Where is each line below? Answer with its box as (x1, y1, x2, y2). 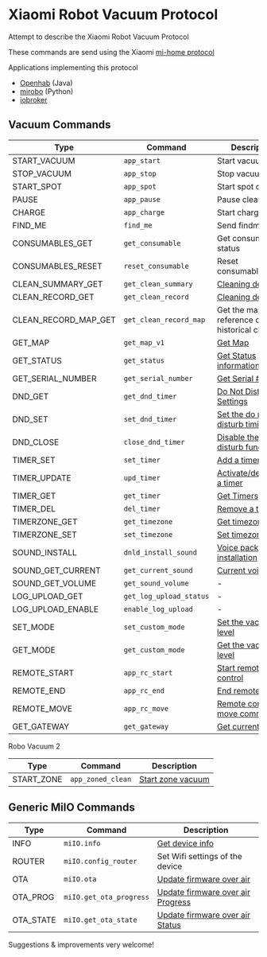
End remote (217, 685, 261, 696)
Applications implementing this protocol (8, 62, 138, 72)
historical (217, 324, 252, 335)
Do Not (217, 386, 244, 397)
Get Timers (217, 490, 259, 501)
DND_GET (12, 391, 49, 402)
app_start (123, 156, 161, 165)
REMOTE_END (12, 685, 66, 696)
